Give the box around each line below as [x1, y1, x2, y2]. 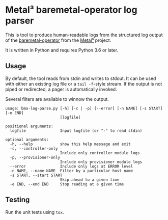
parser [5, 15, 34, 26]
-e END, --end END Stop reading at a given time [10, 181, 124, 187]
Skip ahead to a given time [60, 177, 120, 182]
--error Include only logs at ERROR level [10, 163, 133, 169]
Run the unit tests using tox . [5, 209, 65, 215]
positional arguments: [5, 124, 53, 129]
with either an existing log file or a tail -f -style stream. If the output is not [5, 80, 162, 87]
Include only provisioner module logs [60, 159, 143, 164]
